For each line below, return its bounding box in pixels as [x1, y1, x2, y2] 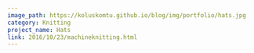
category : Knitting [7, 19, 71, 26]
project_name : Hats [7, 26, 71, 34]
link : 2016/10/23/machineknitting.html [7, 33, 138, 41]
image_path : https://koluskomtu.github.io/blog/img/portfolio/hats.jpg [7, 11, 246, 19]
